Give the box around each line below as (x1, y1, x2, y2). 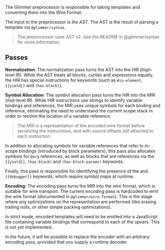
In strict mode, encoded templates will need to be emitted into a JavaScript (5, 213, 158, 219)
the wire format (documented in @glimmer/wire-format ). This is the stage (5, 193, 153, 200)
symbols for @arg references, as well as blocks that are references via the (5, 153, 155, 159)
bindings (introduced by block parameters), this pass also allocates (19, 148, 156, 154)
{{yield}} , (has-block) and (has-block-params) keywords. (5, 158, 124, 164)
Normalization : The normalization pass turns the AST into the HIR (5, 66, 139, 72)
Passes (5, 53, 28, 62)
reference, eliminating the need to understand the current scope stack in (5, 107, 153, 113)
